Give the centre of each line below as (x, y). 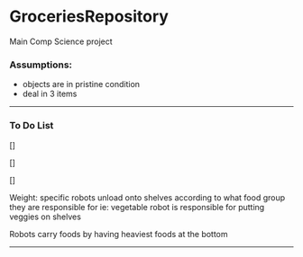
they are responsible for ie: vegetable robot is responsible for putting (137, 207)
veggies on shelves (45, 217)
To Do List (32, 126)
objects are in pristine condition (81, 84)
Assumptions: (41, 65)
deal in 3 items (50, 94)
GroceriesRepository (89, 17)
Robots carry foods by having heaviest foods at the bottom (119, 234)
